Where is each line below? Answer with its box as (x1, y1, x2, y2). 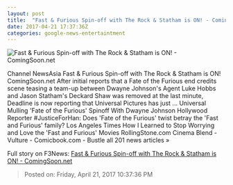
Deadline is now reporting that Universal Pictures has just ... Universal (7, 99, 207, 108)
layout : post (7, 10, 45, 17)
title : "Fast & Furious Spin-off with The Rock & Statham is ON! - (7, 17, 209, 24)
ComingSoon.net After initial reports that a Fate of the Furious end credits (7, 77, 217, 86)
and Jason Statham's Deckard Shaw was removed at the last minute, (7, 92, 204, 100)
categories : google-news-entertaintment (7, 29, 126, 37)
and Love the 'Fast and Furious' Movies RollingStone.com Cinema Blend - (7, 129, 217, 137)
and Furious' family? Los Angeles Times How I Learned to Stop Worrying (7, 121, 215, 129)
